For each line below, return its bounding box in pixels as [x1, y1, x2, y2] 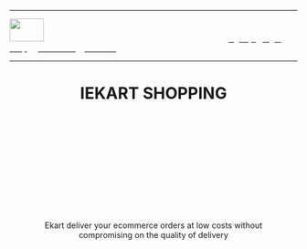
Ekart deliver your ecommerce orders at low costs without [44, 220, 263, 231]
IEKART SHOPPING [79, 83, 228, 104]
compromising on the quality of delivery [79, 229, 228, 240]
